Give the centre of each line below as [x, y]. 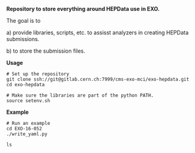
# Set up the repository [38, 74]
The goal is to [23, 21]
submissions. [23, 39]
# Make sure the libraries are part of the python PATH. [80, 95]
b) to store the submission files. [46, 51]
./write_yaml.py [27, 134]
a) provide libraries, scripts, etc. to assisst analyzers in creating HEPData [97, 32]
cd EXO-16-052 [24, 129]
